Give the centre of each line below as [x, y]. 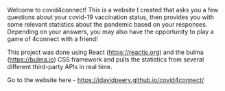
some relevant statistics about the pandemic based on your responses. [107, 24]
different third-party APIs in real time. [60, 67]
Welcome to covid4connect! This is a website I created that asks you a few [113, 10]
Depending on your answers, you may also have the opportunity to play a [110, 31]
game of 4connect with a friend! [52, 39]
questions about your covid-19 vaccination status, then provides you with [111, 17]
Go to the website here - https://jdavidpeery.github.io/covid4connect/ [106, 80]
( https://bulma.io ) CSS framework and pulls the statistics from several [106, 60]
